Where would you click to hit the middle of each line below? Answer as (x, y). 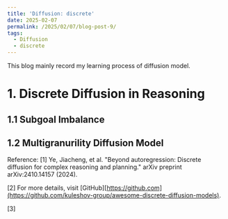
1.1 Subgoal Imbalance (56, 119)
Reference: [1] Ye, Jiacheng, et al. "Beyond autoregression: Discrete (104, 160)
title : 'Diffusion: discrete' (51, 14)
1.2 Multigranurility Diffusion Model (85, 143)
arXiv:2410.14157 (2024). (42, 175)
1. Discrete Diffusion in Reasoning (106, 94)
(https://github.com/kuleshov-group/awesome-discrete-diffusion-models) (113, 195)
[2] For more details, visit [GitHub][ (57, 188)
